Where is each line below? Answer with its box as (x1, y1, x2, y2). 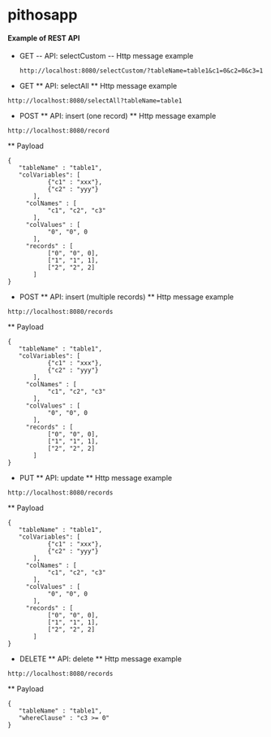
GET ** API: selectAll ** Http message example (19, 81, 178, 91)
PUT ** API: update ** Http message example (19, 473, 172, 483)
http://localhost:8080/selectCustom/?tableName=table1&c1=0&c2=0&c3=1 (19, 67, 264, 75)
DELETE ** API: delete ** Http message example (19, 654, 182, 664)
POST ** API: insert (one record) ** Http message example (19, 111, 217, 121)
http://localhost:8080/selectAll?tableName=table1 (7, 97, 183, 105)
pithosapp (7, 6, 78, 24)
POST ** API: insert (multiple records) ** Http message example (19, 292, 234, 302)
